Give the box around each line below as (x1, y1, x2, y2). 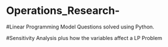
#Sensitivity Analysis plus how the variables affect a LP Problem (6, 34, 163, 41)
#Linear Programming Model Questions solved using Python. (6, 23, 155, 30)
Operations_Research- (6, 4, 120, 17)
